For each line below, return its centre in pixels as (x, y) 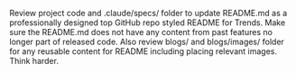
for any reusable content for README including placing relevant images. (143, 51)
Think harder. (34, 61)
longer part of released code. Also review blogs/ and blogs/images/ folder (147, 41)
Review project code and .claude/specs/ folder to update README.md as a (148, 13)
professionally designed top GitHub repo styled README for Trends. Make (148, 23)
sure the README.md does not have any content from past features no (141, 32)
